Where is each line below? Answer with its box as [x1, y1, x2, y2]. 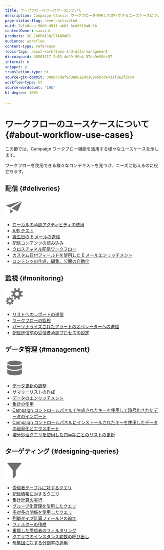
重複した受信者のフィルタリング [12, 528, 77, 533]
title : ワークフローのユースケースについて [5, 8, 82, 13]
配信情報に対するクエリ [12, 491, 60, 497]
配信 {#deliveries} [5, 184, 61, 192]
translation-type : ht [5, 70, 49, 75]
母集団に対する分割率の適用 [12, 540, 68, 546]
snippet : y [5, 64, 27, 69]
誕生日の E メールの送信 [12, 234, 61, 240]
